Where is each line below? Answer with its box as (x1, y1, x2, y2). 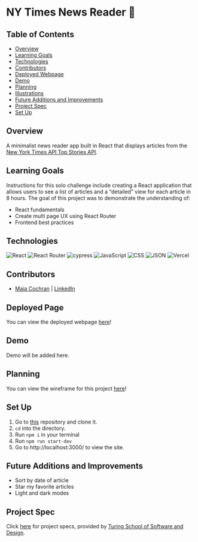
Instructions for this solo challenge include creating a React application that (6, 181, 192, 189)
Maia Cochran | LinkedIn (14, 285, 76, 292)
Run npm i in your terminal (14, 431, 80, 438)
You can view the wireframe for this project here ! (6, 384, 127, 392)
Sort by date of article (14, 477, 69, 484)
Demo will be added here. (6, 352, 70, 359)
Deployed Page (6, 302, 64, 313)
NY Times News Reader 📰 (6, 5, 136, 19)
